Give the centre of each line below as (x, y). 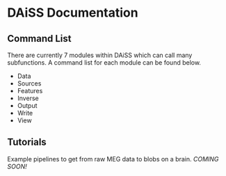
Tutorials (27, 142)
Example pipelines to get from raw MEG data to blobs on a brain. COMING (113, 159)
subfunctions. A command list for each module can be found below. (104, 63)
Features (30, 91)
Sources (29, 83)
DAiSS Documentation (73, 13)
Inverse (28, 98)
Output (27, 105)
